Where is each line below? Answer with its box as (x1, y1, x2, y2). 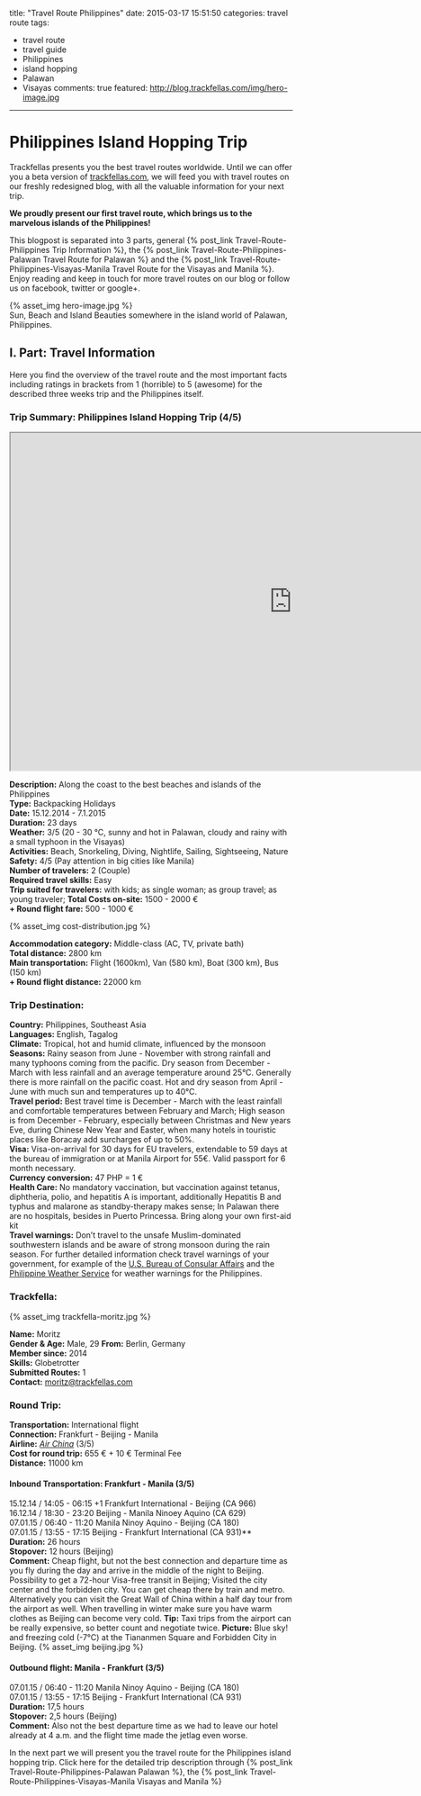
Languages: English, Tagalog (9, 1029, 119, 1040)
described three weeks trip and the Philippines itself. (9, 388, 204, 399)
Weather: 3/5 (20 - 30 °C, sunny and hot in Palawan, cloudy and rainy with (9, 827, 288, 838)
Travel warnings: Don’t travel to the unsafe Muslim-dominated (9, 1230, 241, 1241)
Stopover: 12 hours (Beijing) (9, 1546, 114, 1557)
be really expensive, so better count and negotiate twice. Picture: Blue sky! (9, 1622, 289, 1633)
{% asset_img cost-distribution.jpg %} (9, 921, 151, 932)
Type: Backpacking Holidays (9, 799, 116, 809)
